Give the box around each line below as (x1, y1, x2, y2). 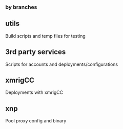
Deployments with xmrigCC (5, 89, 64, 95)
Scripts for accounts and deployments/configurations (5, 61, 118, 67)
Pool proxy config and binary (5, 118, 67, 124)
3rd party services (5, 47, 66, 57)
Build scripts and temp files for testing (5, 33, 86, 39)
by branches (5, 4, 37, 11)
